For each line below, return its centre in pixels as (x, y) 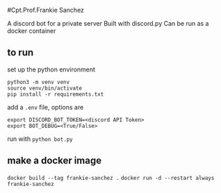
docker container (32, 31)
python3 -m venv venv (39, 82)
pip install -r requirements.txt (56, 94)
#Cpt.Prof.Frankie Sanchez (46, 10)
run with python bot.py (40, 139)
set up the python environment (51, 69)
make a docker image (55, 161)
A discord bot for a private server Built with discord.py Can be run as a (108, 23)
